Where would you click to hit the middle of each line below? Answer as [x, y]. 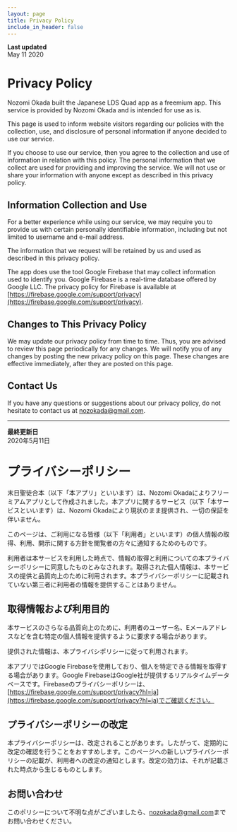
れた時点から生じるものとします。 [56, 769]
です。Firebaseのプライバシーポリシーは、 [87, 684]
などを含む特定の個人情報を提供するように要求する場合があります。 [112, 636]
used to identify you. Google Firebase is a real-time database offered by [112, 279]
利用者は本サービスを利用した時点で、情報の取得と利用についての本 [106, 558]
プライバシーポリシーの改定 [68, 724]
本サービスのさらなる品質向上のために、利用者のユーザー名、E [99, 627]
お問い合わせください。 [41, 821]
